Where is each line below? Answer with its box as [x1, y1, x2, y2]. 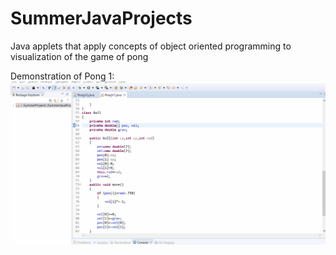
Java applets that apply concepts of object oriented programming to [10, 40, 292, 52]
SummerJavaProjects [10, 7, 193, 30]
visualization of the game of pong [10, 50, 149, 62]
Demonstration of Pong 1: [10, 70, 115, 82]
